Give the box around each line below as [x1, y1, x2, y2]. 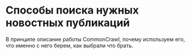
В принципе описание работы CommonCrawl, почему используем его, [5, 35, 186, 43]
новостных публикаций [5, 16, 130, 30]
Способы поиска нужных [5, 4, 139, 17]
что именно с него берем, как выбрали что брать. [5, 42, 134, 49]
